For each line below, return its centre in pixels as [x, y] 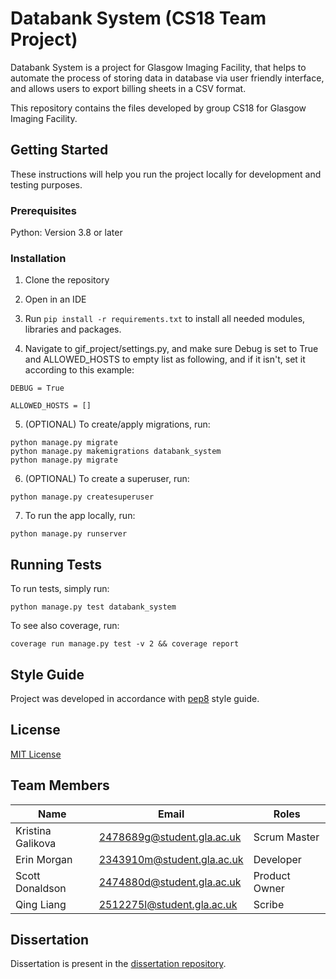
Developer [277, 859]
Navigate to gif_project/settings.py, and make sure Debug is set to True [171, 349]
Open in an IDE [55, 299]
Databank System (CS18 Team [138, 18]
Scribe [269, 904]
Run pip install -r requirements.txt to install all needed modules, [165, 319]
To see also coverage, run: [65, 626]
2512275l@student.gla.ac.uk [168, 904]
